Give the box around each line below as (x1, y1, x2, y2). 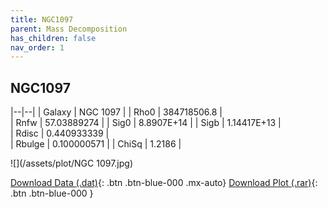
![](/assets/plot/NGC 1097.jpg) (10, 157, 134, 170)
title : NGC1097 (10, 14, 74, 25)
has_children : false (10, 33, 97, 43)
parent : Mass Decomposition (10, 24, 128, 34)
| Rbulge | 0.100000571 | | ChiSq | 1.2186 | (10, 138, 182, 150)
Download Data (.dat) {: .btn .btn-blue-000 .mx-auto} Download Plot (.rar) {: (10, 177, 318, 189)
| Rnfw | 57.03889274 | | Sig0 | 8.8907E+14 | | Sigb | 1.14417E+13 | (10, 117, 282, 129)
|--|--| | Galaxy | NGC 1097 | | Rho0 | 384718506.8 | (10, 106, 223, 118)
